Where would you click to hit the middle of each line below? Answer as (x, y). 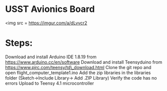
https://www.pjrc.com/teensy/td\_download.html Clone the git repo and (78, 67)
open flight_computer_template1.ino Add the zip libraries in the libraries (78, 73)
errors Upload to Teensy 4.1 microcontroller (50, 83)
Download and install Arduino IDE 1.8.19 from (51, 57)
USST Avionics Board (50, 9)
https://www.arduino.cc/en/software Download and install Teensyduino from (84, 62)
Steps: (19, 43)
